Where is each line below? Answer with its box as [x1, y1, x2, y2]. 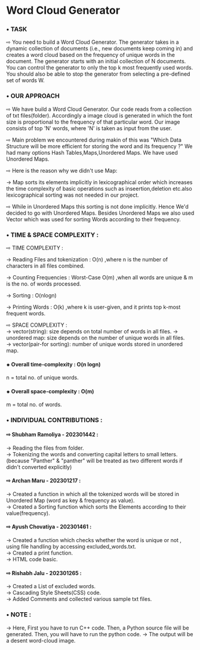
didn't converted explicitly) [6, 463, 72, 471]
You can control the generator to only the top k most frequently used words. [6, 64, 193, 71]
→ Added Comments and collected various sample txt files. [6, 595, 152, 603]
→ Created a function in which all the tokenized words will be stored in [6, 490, 180, 498]
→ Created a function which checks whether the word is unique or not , [6, 537, 182, 544]
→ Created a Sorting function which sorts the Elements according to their [6, 503, 186, 510]
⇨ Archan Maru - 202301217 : [6, 477, 81, 485]
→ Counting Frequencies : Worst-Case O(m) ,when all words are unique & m [6, 274, 193, 281]
